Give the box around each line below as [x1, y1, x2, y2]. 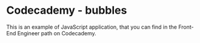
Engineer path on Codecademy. [17, 29, 97, 36]
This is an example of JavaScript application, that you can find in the [6, 23, 178, 30]
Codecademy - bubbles [6, 4, 127, 17]
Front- [178, 23, 194, 30]
